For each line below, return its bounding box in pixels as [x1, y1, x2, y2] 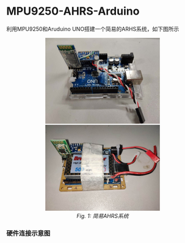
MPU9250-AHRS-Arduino [6, 4, 140, 18]
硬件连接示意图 [6, 229, 51, 238]
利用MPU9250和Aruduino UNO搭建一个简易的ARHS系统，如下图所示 [6, 25, 180, 32]
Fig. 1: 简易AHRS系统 [76, 212, 129, 219]
